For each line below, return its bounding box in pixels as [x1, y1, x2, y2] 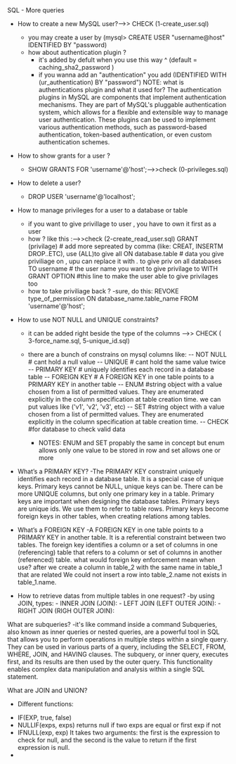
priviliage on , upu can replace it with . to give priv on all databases [27, 257, 222, 265]
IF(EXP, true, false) [17, 713, 72, 722]
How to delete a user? [17, 179, 81, 187]
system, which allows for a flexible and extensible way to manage [38, 108, 228, 116]
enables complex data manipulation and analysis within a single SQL [7, 665, 205, 673]
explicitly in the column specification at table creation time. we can [27, 395, 221, 403]
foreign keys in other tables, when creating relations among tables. [17, 512, 211, 520]
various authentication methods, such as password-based [38, 123, 207, 131]
